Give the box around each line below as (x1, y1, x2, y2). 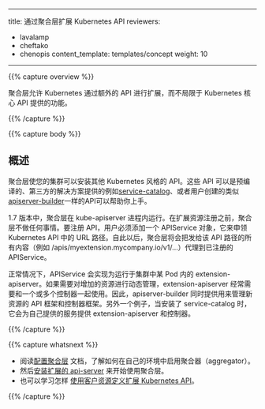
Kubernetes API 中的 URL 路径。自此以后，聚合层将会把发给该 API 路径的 (8, 232, 245, 242)
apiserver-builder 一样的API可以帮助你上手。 (8, 196, 151, 205)
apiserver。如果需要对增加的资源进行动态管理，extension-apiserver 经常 (8, 279, 244, 288)
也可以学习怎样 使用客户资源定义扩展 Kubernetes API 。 (19, 376, 199, 385)
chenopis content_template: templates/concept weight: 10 (19, 49, 208, 58)
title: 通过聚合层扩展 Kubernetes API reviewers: (8, 17, 161, 26)
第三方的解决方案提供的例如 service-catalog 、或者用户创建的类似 (28, 186, 239, 196)
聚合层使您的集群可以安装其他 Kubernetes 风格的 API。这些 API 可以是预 (8, 176, 244, 186)
